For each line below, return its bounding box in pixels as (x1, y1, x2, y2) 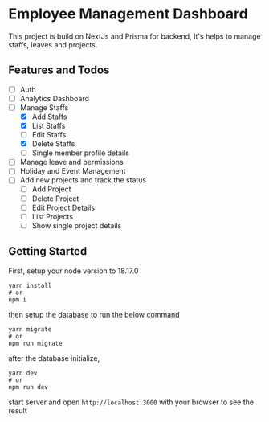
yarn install (8, 281, 52, 289)
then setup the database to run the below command (8, 309, 180, 319)
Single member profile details (31, 148, 130, 158)
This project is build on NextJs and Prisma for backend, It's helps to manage (8, 31, 261, 41)
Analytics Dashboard (19, 93, 90, 103)
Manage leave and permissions (19, 158, 124, 167)
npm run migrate (8, 339, 63, 347)
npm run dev (8, 383, 48, 391)
